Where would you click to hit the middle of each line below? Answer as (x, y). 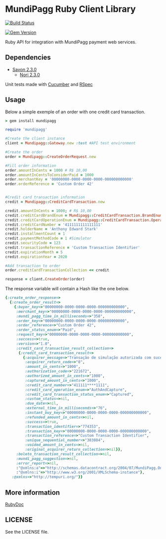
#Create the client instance (35, 139)
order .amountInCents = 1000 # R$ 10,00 (46, 170)
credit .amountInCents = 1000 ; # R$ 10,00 (48, 211)
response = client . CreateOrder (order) (45, 279)
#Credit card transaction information (45, 197)
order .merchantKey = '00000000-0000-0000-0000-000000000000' (69, 180)
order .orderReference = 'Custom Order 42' (49, 184)
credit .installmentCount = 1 (35, 234)
